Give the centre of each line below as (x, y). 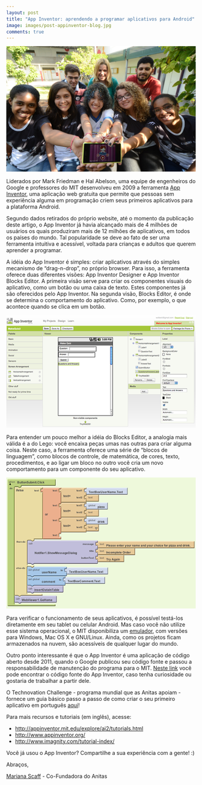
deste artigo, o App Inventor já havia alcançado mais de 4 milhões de (92, 225)
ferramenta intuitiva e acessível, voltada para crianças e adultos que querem (101, 244)
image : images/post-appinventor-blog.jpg (59, 25)
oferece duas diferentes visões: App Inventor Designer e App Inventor (93, 274)
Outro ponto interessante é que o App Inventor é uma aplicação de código (98, 655)
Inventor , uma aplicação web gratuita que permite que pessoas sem (90, 194)
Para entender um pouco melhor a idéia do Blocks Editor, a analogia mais (97, 437)
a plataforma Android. (33, 207)
